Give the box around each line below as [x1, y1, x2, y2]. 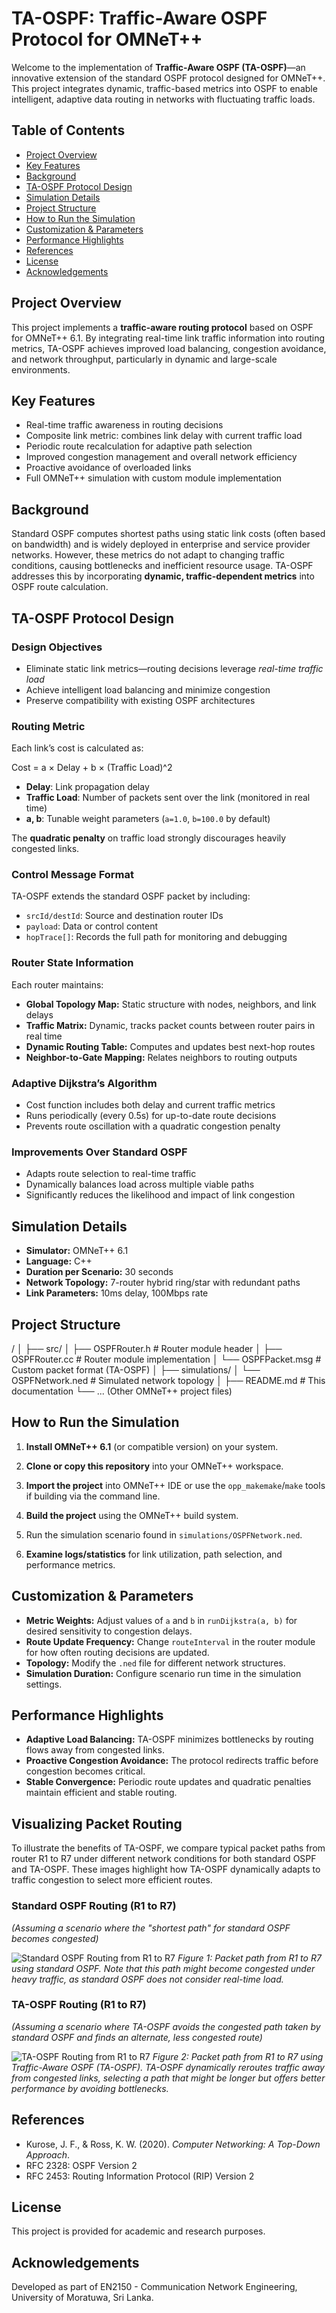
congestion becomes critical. [25, 1765, 146, 1777]
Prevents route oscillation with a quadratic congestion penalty [25, 1120, 281, 1132]
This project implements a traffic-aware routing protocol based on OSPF [11, 321, 314, 333]
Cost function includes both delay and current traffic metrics [25, 1099, 276, 1111]
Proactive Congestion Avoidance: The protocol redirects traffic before [25, 1755, 319, 1767]
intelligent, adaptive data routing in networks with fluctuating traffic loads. [11, 93, 316, 105]
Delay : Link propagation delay [25, 781, 150, 793]
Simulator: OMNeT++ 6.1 [25, 1245, 129, 1257]
